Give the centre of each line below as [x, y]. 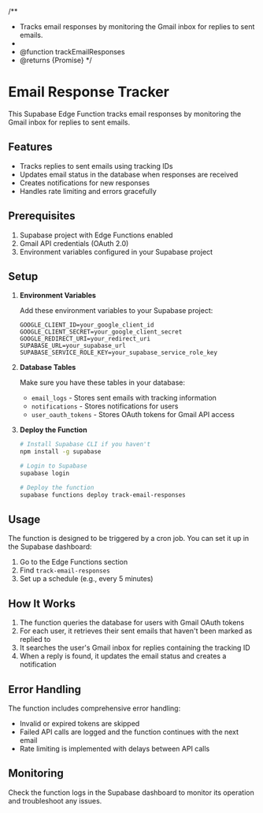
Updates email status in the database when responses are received [129, 174]
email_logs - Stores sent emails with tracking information [124, 398]
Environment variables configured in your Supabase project [116, 252]
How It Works [42, 604]
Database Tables [48, 367]
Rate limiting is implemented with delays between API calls [115, 749]
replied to [35, 640]
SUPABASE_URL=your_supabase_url [72, 346]
